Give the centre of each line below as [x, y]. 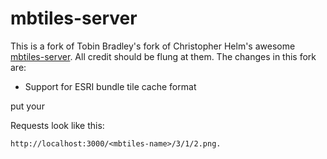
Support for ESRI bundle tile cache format [110, 86]
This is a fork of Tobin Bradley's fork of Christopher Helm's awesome [153, 46]
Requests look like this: [57, 125]
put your [27, 106]
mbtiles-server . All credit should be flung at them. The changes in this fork [163, 56]
